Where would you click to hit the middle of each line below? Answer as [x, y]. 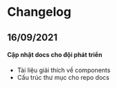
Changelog [39, 12]
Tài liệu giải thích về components [64, 70]
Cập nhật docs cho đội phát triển [55, 55]
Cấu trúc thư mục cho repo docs [63, 77]
